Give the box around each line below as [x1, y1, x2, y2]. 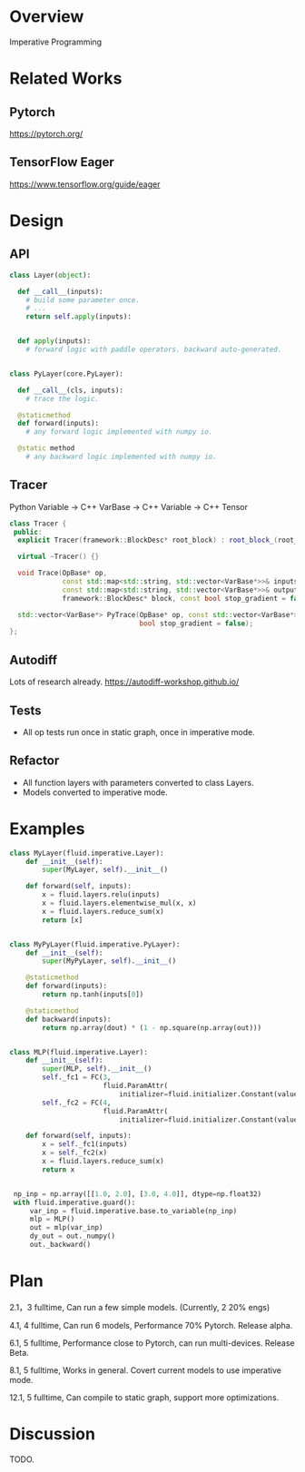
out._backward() [29, 1241, 92, 1250]
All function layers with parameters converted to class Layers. [22, 777, 254, 788]
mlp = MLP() [29, 1214, 75, 1224]
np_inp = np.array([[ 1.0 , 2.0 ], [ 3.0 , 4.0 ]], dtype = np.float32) [13, 1189, 261, 1199]
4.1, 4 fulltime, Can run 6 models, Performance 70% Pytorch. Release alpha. [9, 1320, 293, 1330]
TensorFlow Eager [9, 154, 115, 170]
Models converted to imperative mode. [22, 787, 168, 798]
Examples [9, 819, 85, 839]
